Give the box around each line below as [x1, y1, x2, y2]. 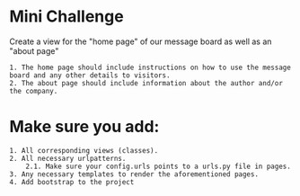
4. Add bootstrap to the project [9, 177, 135, 186]
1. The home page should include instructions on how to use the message [9, 63, 292, 72]
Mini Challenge [9, 6, 124, 27]
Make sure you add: [9, 117, 160, 137]
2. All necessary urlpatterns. [9, 154, 127, 163]
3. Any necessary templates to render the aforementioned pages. [9, 169, 259, 179]
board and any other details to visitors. [9, 70, 171, 80]
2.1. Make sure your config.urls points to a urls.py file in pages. [25, 162, 292, 171]
